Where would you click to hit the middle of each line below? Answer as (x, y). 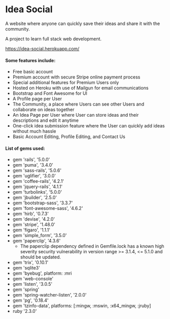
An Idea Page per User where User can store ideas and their (76, 115)
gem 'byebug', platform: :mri (42, 273)
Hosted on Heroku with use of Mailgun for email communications (80, 88)
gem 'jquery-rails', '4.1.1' (38, 187)
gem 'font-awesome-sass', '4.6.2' (48, 208)
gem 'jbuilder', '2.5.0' (35, 198)
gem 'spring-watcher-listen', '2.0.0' (50, 295)
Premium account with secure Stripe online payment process (76, 77)
